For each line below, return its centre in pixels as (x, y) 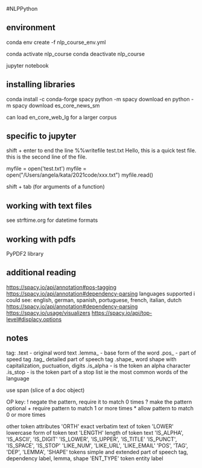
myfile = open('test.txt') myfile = (46, 169)
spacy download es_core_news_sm (56, 106)
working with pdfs (41, 239)
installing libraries (41, 85)
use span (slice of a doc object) (46, 390)
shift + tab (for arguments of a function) (55, 187)
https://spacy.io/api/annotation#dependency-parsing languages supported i (101, 293)
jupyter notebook (28, 65)
